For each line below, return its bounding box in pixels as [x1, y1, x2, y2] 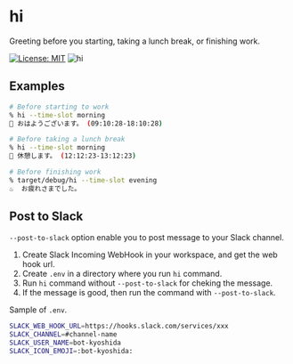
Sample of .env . [9, 304, 68, 315]
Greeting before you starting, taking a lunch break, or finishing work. [9, 36, 261, 46]
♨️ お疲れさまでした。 [9, 184, 82, 193]
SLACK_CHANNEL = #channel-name [9, 330, 118, 339]
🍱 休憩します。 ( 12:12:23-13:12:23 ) [9, 151, 136, 161]
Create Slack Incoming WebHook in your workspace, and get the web [21, 249, 278, 260]
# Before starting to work [9, 102, 110, 111]
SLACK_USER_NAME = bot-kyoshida [9, 338, 122, 348]
